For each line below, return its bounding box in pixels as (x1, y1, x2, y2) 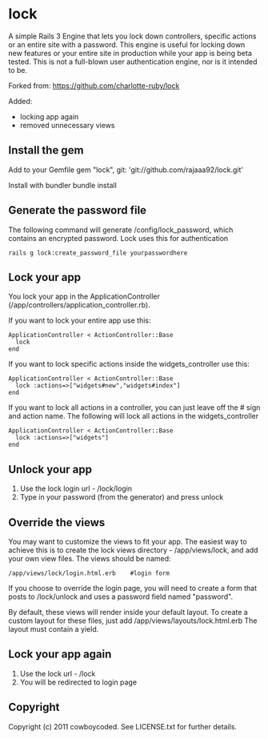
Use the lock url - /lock (19, 669, 96, 678)
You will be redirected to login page (19, 677, 138, 687)
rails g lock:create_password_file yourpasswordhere (8, 249, 188, 257)
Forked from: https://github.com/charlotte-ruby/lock (8, 81, 180, 90)
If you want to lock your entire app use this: (8, 315, 151, 325)
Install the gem (8, 143, 84, 157)
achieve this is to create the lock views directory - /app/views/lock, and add (8, 545, 258, 555)
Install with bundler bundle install (8, 180, 118, 190)
